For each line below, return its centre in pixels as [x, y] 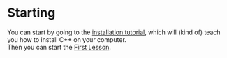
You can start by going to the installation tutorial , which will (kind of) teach [114, 32]
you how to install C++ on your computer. [67, 39]
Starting [31, 13]
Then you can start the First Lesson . [59, 47]
